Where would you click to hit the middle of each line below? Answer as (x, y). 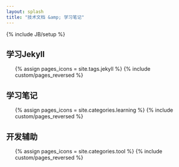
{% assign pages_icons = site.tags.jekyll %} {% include (82, 69)
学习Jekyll (26, 54)
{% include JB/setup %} (36, 34)
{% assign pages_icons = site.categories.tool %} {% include (88, 151)
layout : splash (25, 12)
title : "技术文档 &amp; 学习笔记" (45, 17)
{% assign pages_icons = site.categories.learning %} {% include (94, 110)
